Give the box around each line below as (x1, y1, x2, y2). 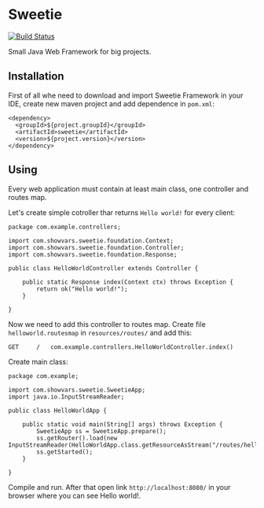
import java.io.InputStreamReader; (8, 392, 125, 401)
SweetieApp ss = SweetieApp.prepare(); (36, 427, 167, 435)
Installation (8, 69, 64, 83)
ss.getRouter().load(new (36, 434, 118, 442)
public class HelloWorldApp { (8, 406, 108, 414)
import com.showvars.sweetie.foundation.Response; (8, 250, 178, 258)
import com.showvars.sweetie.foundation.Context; (8, 236, 174, 245)
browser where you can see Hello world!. (8, 491, 141, 500)
